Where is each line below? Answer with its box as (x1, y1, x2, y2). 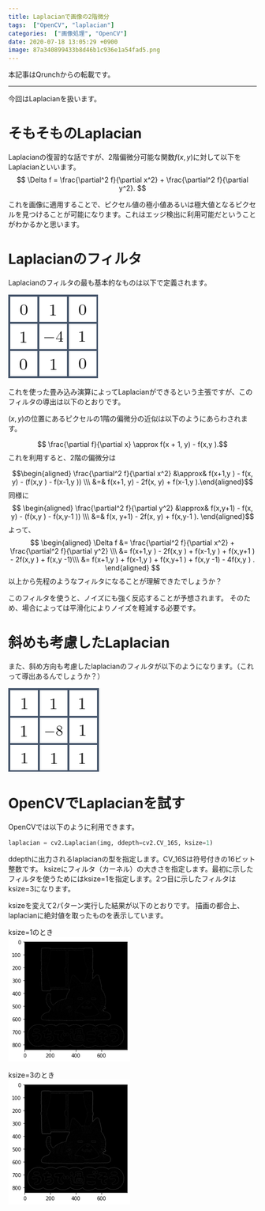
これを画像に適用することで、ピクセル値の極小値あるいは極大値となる (8, 200, 236, 210)
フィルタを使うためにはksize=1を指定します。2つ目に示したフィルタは (8, 874, 237, 884)
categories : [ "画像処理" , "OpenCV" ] (8, 29, 128, 37)
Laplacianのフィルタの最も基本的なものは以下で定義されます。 (8, 278, 211, 287)
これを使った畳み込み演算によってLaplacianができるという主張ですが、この (8, 388, 253, 396)
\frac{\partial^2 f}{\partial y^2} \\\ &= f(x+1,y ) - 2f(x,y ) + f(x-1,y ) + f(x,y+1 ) (9, 547, 256, 555)
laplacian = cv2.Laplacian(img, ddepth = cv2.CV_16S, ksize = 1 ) (8, 838, 214, 846)
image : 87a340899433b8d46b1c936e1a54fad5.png (8, 46, 160, 55)
